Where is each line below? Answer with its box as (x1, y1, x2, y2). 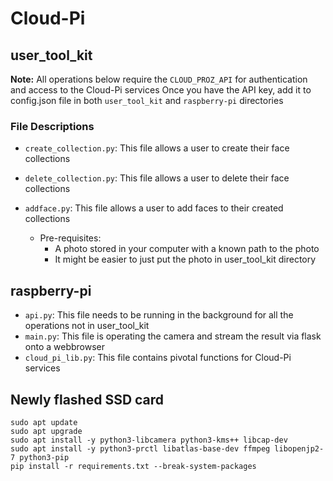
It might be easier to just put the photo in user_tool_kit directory (54, 253, 317, 266)
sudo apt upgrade (10, 426, 83, 436)
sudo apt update (10, 417, 78, 427)
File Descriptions (10, 119, 95, 133)
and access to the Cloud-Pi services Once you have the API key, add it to (10, 84, 312, 96)
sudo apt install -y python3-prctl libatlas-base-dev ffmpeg (10, 443, 271, 454)
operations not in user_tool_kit (24, 320, 150, 332)
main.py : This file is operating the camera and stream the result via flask (24, 330, 322, 342)
